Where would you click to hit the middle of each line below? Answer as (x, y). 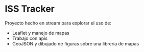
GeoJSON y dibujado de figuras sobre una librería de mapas (76, 43)
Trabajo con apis (30, 38)
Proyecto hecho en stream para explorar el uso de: (58, 23)
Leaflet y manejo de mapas (41, 33)
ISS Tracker (30, 9)
